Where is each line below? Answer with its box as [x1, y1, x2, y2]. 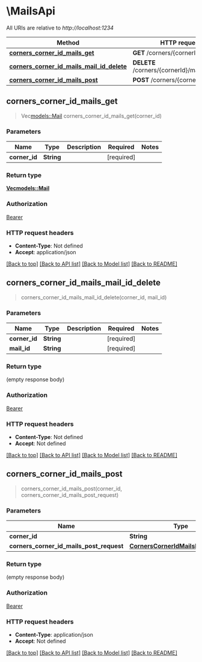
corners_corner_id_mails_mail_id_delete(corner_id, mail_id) [20, 293, 167, 301]
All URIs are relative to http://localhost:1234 [6, 24, 114, 31]
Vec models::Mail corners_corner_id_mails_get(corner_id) [20, 112, 162, 119]
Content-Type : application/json [14, 631, 93, 638]
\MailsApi [6, 4, 56, 18]
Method [57, 38, 80, 46]
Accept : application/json [14, 248, 76, 255]
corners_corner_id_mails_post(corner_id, [20, 485, 122, 492]
